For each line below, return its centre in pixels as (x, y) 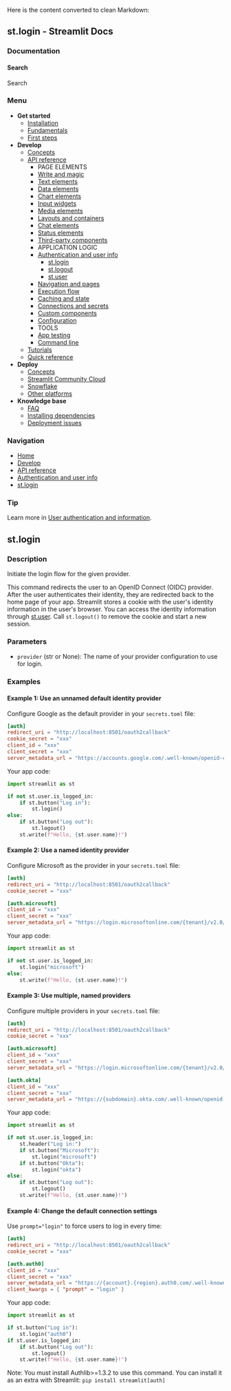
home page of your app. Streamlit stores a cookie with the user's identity (110, 602)
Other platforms (49, 393)
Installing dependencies (61, 415)
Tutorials (40, 350)
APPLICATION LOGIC (67, 247)
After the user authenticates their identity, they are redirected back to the (111, 595)
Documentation (34, 51)
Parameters (27, 641)
